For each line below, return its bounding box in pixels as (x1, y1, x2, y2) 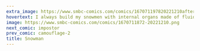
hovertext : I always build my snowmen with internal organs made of (6, 14, 180, 20)
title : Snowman (6, 36, 44, 42)
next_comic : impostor (6, 25, 60, 31)
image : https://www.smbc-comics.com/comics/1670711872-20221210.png (6, 19, 180, 25)
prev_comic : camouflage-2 (6, 30, 70, 36)
